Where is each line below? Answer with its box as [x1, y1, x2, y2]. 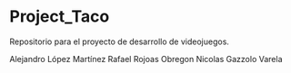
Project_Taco [9, 6, 110, 27]
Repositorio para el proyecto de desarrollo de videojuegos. [9, 36, 230, 47]
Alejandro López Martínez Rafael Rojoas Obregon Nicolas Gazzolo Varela [9, 53, 283, 64]
